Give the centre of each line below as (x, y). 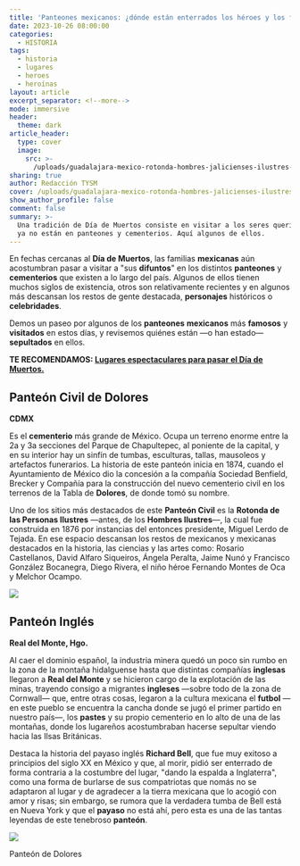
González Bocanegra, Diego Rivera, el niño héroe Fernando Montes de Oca (147, 567)
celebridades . (36, 306)
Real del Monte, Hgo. (49, 643)
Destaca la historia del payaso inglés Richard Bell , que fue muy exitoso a (143, 754)
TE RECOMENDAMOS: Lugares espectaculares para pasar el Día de (136, 360)
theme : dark (40, 126)
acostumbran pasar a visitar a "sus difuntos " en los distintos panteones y (146, 268)
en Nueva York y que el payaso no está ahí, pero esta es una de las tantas (146, 810)
